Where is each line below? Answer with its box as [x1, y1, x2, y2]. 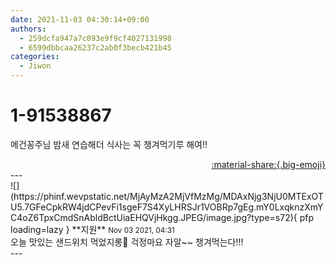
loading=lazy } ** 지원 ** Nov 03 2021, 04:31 [10, 223, 175, 235]
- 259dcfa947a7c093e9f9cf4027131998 [19, 33, 172, 43]
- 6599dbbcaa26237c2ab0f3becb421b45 [19, 42, 172, 53]
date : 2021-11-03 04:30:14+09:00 [10, 14, 150, 25]
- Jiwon [19, 61, 52, 71]
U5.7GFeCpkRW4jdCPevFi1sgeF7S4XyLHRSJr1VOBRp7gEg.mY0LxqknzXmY [10, 201, 324, 213]
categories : [10, 52, 60, 62]
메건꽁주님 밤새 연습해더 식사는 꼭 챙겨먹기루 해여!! [10, 138, 208, 150]
